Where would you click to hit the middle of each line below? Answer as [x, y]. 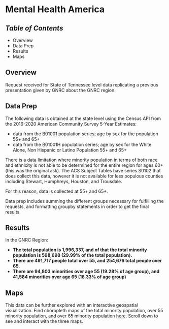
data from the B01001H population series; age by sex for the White [82, 144]
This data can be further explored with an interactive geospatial [72, 305]
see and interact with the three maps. [44, 321]
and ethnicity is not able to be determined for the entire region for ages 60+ [84, 165]
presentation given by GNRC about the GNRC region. [60, 90]
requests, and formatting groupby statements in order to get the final [77, 206]
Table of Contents [34, 28]
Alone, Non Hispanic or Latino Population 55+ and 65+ [70, 150]
